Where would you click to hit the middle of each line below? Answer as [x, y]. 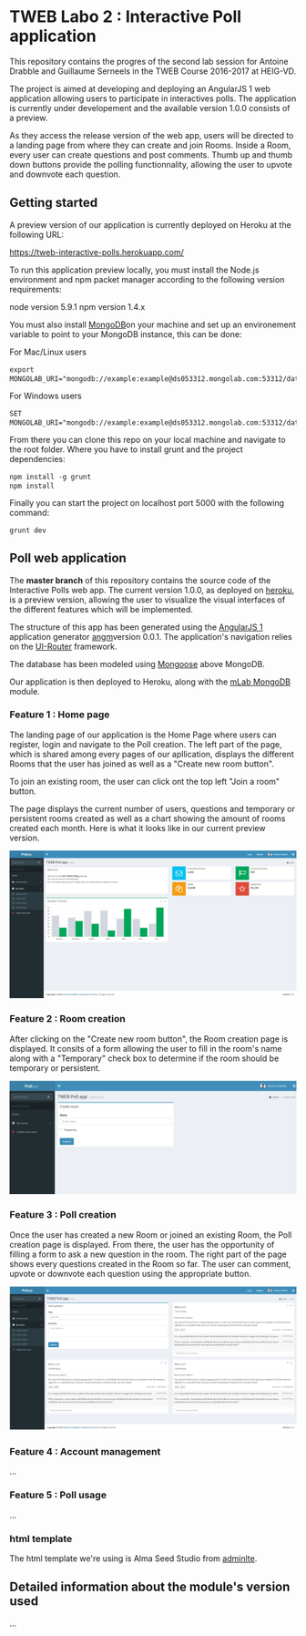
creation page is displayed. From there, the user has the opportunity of [142, 1244]
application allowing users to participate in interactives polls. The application [153, 98]
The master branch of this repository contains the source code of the [140, 580]
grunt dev [28, 530]
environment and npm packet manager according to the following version [147, 279]
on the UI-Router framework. [63, 646]
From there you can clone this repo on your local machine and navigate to [148, 439]
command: [30, 512]
